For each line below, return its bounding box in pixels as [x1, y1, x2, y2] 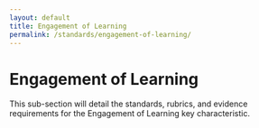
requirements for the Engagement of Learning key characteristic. [9, 108, 251, 119]
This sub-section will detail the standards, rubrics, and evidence [9, 98, 248, 109]
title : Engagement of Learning [9, 22, 127, 31]
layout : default [9, 13, 70, 23]
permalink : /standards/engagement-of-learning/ [9, 30, 192, 39]
